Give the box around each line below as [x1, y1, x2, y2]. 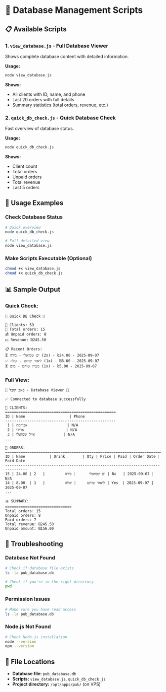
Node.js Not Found [5, 623, 51, 630]
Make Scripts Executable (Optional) [5, 255, 92, 262]
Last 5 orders [12, 184, 40, 190]
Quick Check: [5, 302, 39, 309]
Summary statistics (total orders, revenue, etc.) [12, 102, 108, 108]
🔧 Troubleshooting [5, 540, 63, 548]
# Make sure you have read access [5, 607, 77, 612]
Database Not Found [5, 554, 55, 561]
